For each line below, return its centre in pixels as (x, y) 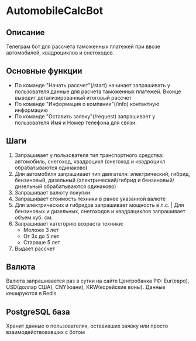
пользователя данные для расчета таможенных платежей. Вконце (98, 91)
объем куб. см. (33, 217)
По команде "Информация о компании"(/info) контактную (87, 104)
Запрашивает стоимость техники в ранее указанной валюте (90, 199)
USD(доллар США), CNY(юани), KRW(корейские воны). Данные (86, 287)
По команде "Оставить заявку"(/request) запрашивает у (85, 116)
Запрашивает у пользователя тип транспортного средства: (89, 155)
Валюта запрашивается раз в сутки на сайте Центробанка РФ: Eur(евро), (98, 281)
